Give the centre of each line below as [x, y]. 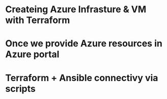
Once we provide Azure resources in [84, 44]
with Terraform [38, 20]
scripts [20, 89]
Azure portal [32, 54]
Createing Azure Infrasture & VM [76, 9]
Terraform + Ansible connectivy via [82, 78]
